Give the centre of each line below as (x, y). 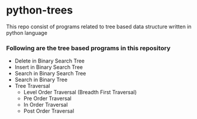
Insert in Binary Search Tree (49, 67)
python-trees (39, 10)
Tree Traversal (32, 86)
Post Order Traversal (49, 111)
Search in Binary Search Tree (50, 74)
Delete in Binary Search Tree (49, 61)
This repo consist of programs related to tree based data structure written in (99, 27)
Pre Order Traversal (48, 98)
